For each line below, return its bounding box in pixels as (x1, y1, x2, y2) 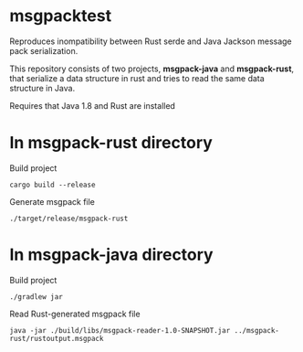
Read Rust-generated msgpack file (9, 308, 141, 319)
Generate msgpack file (9, 196, 96, 207)
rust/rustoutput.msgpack (9, 334, 104, 343)
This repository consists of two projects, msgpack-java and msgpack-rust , (9, 63, 295, 74)
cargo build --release (9, 180, 96, 189)
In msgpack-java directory (9, 244, 214, 265)
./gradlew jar (9, 292, 64, 302)
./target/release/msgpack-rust (9, 214, 129, 223)
